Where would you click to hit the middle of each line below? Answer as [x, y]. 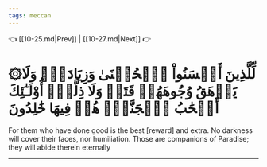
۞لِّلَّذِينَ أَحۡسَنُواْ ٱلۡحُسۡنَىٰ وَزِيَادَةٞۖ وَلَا [132, 74]
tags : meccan [30, 16]
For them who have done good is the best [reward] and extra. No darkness [130, 130]
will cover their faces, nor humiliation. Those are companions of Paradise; [129, 138]
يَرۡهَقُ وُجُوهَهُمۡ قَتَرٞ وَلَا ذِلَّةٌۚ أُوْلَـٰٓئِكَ [122, 91]
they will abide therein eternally [60, 147]
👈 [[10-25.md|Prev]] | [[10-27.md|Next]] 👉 [80, 39]
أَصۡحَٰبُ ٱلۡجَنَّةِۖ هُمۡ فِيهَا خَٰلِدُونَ [114, 108]
